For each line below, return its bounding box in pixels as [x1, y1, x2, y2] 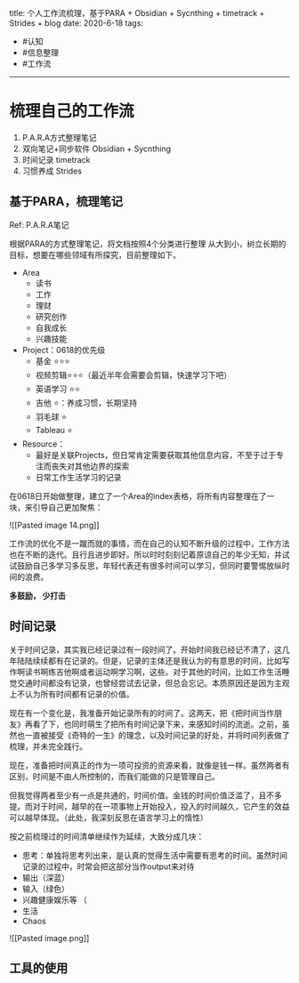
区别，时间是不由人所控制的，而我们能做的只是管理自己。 [9, 770, 220, 781]
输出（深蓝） [21, 872, 69, 882]
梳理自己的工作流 [9, 101, 135, 122]
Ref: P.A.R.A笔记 [9, 219, 69, 230]
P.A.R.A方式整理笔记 [21, 132, 97, 142]
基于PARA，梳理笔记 [9, 194, 124, 209]
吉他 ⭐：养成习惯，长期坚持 [35, 397, 138, 407]
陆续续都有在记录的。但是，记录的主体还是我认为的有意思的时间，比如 [24, 655, 282, 665]
